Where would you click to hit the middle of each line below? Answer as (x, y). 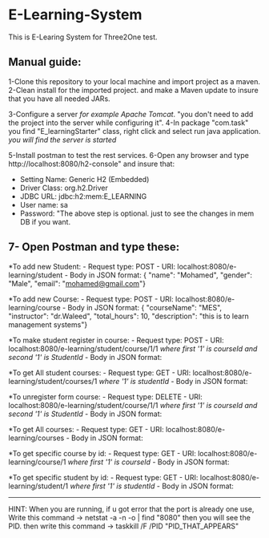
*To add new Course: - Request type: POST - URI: (91, 299)
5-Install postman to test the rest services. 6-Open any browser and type (129, 155)
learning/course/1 (37, 462)
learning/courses (36, 438)
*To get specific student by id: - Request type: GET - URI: (103, 477)
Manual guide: (45, 62)
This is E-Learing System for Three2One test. (83, 37)
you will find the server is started (62, 140)
